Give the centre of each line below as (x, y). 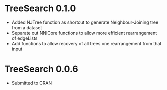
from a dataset (27, 27)
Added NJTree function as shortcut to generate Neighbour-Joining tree (85, 22)
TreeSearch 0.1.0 (40, 9)
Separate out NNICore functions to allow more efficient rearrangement (84, 33)
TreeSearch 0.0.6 (41, 69)
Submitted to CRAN (32, 83)
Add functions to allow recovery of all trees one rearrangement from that (87, 43)
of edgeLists (25, 38)
